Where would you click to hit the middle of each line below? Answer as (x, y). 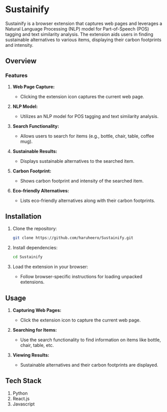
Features (16, 76)
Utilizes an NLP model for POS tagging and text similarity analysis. (89, 116)
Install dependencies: (35, 248)
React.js (21, 398)
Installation (23, 216)
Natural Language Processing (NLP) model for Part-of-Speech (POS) (77, 28)
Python (20, 393)
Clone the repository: (35, 229)
